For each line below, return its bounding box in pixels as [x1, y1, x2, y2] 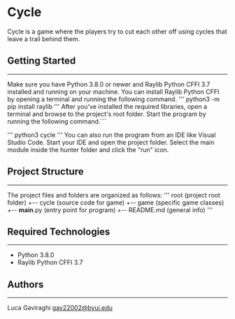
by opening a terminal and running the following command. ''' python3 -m [7, 95, 220, 103]
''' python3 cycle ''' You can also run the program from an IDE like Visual [7, 131, 216, 139]
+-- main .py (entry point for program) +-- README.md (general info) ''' [7, 205, 213, 214]
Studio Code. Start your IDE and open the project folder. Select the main [7, 138, 215, 147]
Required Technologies [7, 225, 111, 237]
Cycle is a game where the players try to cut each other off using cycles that [7, 27, 227, 36]
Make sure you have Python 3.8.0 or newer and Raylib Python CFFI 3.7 [7, 80, 211, 88]
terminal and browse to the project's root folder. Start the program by [7, 110, 206, 118]
